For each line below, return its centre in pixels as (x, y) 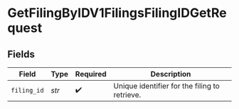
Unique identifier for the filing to (167, 86)
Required (91, 74)
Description (171, 74)
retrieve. (127, 95)
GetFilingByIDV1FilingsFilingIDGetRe (117, 13)
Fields (21, 54)
